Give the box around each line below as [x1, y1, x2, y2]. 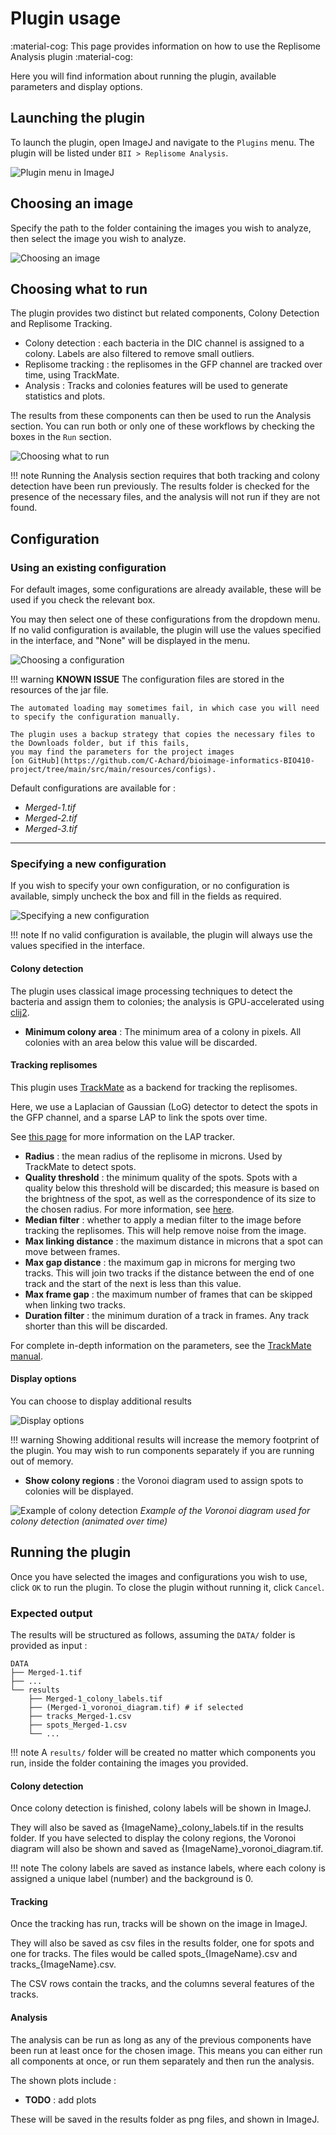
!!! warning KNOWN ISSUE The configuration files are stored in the [10, 673, 285, 686]
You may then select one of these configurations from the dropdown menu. [10, 613, 321, 626]
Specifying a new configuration [10, 857, 167, 871]
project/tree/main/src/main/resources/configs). [10, 765, 217, 775]
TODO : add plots [24, 2093, 97, 2106]
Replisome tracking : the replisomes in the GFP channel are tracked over [24, 358, 323, 371]
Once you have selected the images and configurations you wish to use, [10, 1570, 308, 1582]
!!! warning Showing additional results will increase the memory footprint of [10, 1433, 320, 1446]
